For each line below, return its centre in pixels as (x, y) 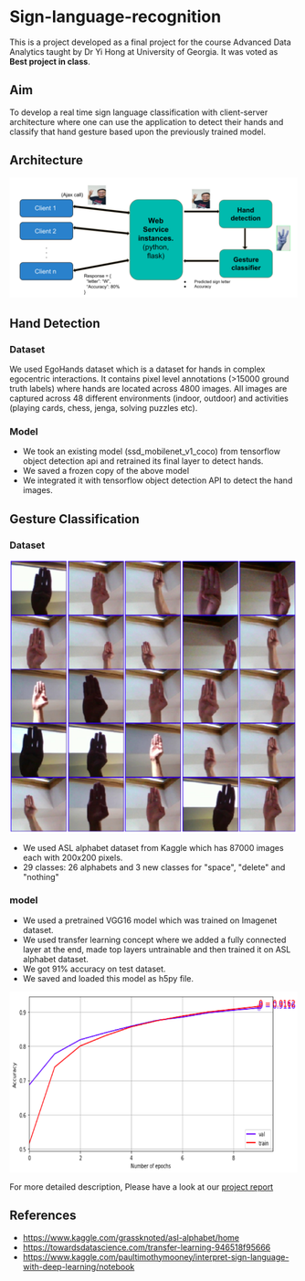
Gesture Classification (74, 519)
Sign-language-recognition (116, 17)
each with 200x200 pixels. (73, 857)
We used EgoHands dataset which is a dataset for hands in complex (137, 369)
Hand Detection (55, 323)
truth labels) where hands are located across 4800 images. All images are (148, 388)
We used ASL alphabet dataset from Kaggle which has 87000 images (153, 847)
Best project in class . (50, 61)
